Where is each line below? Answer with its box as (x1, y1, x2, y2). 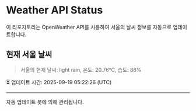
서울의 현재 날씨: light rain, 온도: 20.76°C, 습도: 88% (20, 66, 142, 73)
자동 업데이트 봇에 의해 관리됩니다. (6, 98, 84, 105)
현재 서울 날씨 (6, 50, 52, 60)
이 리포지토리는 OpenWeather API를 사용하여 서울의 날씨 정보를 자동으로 (6, 23, 172, 30)
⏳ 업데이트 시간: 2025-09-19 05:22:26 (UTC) (6, 78, 112, 85)
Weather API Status (6, 4, 103, 17)
